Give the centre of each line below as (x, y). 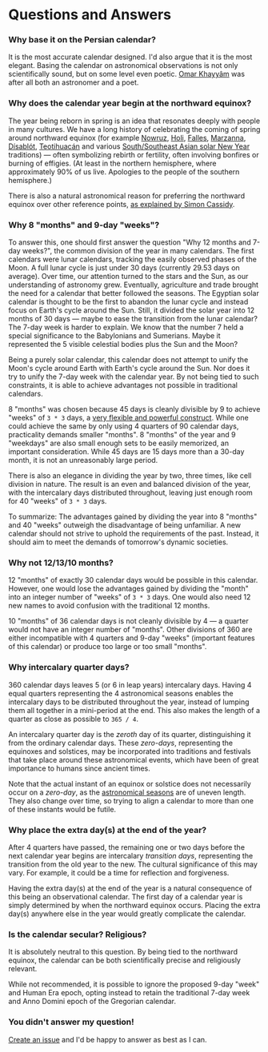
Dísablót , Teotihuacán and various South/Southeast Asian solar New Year (129, 146)
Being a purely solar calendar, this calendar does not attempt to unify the (128, 360)
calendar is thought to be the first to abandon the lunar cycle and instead (128, 302)
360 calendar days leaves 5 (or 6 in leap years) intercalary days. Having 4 (130, 684)
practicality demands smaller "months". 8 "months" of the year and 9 (122, 435)
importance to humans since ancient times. (79, 768)
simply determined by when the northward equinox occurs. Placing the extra (134, 905)
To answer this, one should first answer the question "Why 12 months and (130, 242)
